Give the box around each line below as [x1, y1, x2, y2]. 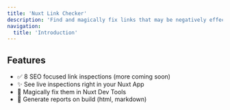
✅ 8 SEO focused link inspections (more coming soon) [16, 72, 171, 81]
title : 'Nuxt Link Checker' [7, 10, 88, 17]
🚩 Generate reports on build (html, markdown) [16, 95, 147, 103]
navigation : [7, 23, 41, 29]
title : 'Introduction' [13, 29, 78, 36]
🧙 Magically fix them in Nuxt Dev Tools [16, 88, 127, 96]
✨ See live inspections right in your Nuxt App [16, 80, 145, 89]
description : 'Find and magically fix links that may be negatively [7, 16, 207, 23]
